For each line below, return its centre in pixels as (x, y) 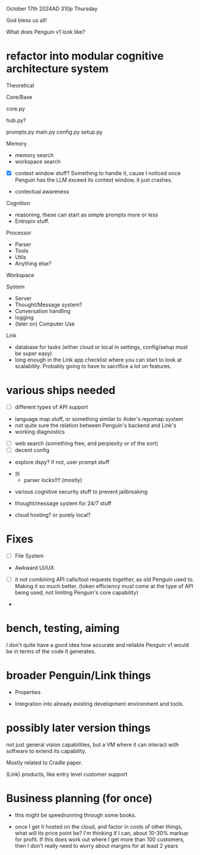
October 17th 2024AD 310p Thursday (52, 9)
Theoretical (20, 85)
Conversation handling (42, 311)
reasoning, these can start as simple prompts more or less (86, 215)
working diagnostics (40, 432)
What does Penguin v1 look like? (46, 32)
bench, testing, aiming (63, 628)
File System (29, 556)
